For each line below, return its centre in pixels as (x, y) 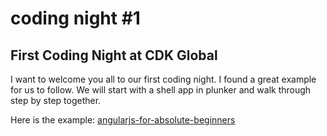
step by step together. (56, 100)
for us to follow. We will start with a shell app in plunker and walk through (161, 90)
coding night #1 (75, 18)
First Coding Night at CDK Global (114, 55)
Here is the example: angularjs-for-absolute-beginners (123, 120)
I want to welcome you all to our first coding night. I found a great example (163, 79)
